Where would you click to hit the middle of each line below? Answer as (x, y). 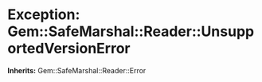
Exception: (44, 15)
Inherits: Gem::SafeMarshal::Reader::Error (77, 70)
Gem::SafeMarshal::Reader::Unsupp (131, 31)
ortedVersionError (69, 49)
